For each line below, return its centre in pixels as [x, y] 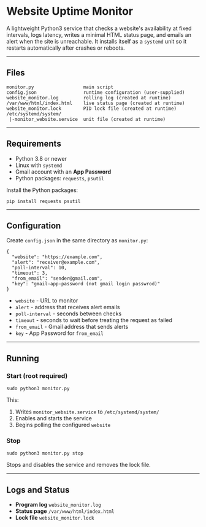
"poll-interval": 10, [40, 268]
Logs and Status [38, 490]
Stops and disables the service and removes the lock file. [79, 465]
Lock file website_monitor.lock [55, 518]
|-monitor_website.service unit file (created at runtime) [87, 119]
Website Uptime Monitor [70, 11]
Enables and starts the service [54, 418]
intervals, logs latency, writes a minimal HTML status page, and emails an [99, 34]
